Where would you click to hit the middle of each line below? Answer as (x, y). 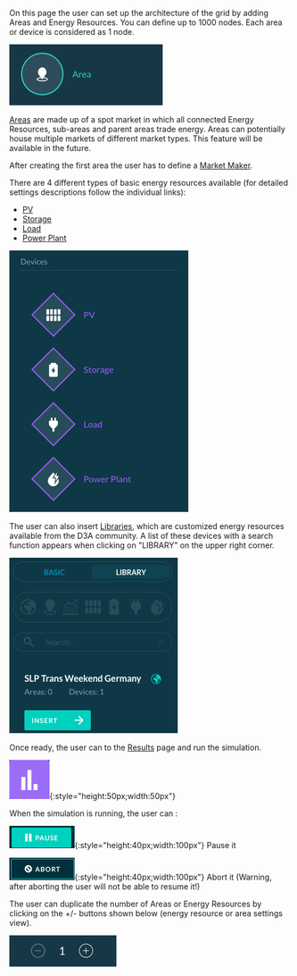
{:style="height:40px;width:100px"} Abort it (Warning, (173, 877)
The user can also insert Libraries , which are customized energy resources (147, 526)
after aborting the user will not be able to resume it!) (105, 887)
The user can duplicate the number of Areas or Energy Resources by (136, 904)
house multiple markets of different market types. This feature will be (136, 139)
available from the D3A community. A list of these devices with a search (141, 536)
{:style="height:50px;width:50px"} (113, 796)
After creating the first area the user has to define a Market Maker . (131, 165)
